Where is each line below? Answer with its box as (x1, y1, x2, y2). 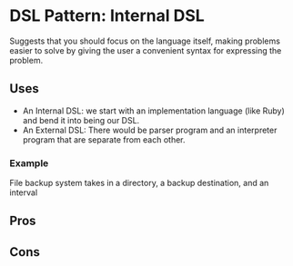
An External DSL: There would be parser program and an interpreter (22, 124, 278, 135)
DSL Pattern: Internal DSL (9, 5, 205, 26)
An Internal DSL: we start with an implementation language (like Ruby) (22, 105, 285, 116)
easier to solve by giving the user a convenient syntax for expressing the (9, 44, 282, 55)
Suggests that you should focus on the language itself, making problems (9, 35, 280, 46)
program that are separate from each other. (22, 133, 186, 145)
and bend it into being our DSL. (22, 114, 140, 125)
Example (9, 156, 49, 169)
